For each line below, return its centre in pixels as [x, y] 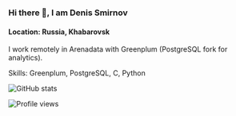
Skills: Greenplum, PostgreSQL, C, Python [77, 73]
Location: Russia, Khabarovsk [59, 32]
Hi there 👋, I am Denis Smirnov [68, 13]
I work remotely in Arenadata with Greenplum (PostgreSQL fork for [118, 49]
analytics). [26, 58]
